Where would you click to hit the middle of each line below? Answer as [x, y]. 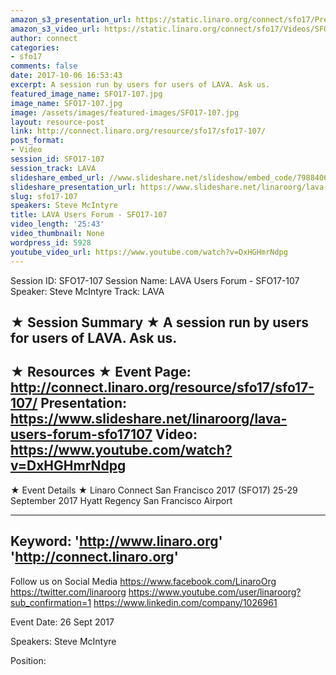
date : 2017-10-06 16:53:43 [66, 76]
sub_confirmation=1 [51, 602]
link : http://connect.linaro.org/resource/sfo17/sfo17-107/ [138, 131]
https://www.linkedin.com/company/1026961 [185, 602]
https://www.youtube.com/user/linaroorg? [215, 592]
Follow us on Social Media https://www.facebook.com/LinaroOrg [143, 581]
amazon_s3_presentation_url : [71, 19]
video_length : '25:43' [57, 224]
